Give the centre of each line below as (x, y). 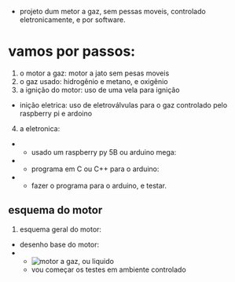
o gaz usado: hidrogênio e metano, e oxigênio (94, 81)
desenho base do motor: (59, 244)
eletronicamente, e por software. (72, 20)
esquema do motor (55, 210)
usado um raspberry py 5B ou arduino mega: (104, 152)
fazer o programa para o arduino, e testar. (99, 185)
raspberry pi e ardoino (56, 113)
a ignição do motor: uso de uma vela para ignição (99, 90)
